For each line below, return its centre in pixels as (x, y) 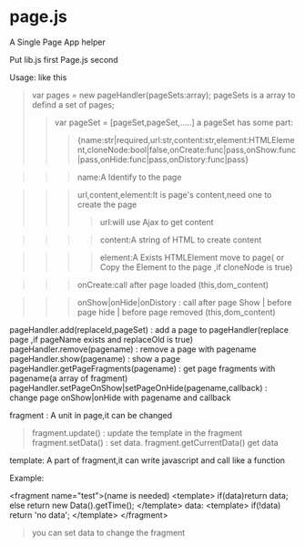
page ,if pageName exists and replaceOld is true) (102, 339)
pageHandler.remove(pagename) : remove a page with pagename (133, 349)
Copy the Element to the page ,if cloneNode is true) (196, 267)
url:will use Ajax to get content (157, 222)
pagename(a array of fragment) (69, 378)
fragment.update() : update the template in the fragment (137, 433)
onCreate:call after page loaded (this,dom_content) (173, 284)
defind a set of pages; (73, 104)
